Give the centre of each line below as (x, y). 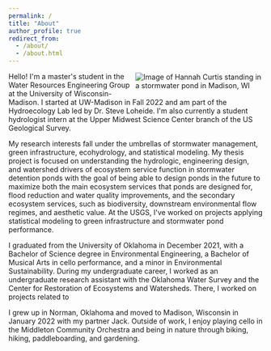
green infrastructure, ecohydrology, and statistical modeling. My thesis (126, 152)
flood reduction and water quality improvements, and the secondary (122, 195)
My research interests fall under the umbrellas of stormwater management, (133, 144)
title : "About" (34, 23)
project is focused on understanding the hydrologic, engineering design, (129, 161)
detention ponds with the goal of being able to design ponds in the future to (134, 178)
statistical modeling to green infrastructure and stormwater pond (116, 221)
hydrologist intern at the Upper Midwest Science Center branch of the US (131, 119)
